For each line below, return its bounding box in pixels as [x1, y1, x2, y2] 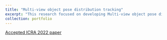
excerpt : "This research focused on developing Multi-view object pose [5, 12, 157, 17]
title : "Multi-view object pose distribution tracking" [5, 7, 123, 12]
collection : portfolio [5, 16, 52, 21]
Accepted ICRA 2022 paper [5, 30, 62, 36]
